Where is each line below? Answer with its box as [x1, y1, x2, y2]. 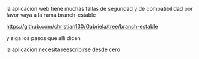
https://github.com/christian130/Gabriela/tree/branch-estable [6, 23, 158, 30]
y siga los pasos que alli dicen [6, 35, 81, 41]
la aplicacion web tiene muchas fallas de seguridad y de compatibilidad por [6, 5, 194, 12]
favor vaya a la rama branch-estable [6, 11, 96, 18]
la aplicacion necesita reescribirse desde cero [6, 46, 120, 53]
